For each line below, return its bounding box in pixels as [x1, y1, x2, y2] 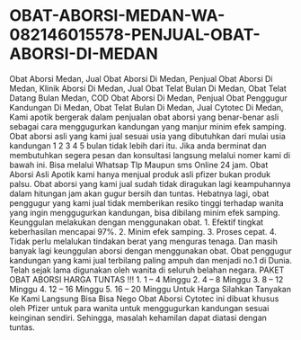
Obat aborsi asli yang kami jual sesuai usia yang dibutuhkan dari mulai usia [9, 130, 286, 141]
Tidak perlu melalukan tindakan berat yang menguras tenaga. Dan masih [9, 236, 279, 246]
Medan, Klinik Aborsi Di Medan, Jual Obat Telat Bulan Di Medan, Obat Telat [9, 83, 288, 94]
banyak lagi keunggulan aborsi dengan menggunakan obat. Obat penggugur [9, 245, 292, 256]
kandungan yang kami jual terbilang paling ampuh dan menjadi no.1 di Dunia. [9, 255, 292, 265]
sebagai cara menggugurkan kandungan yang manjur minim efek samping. [9, 121, 288, 131]
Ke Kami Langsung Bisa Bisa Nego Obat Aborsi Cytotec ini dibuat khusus [9, 293, 279, 304]
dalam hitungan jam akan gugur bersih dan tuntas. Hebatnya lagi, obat [9, 188, 270, 199]
